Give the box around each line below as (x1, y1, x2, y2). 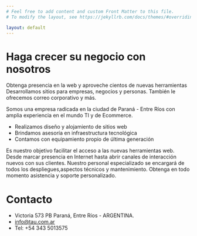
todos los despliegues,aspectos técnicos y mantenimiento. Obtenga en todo (6, 166, 190, 173)
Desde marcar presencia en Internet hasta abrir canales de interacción (6, 153, 177, 160)
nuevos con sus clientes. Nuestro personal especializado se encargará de (6, 160, 185, 167)
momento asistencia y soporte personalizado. (6, 172, 117, 179)
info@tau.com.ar (14, 218, 55, 225)
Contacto (6, 193, 53, 206)
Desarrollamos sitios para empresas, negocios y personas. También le (6, 88, 176, 95)
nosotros (6, 62, 51, 76)
